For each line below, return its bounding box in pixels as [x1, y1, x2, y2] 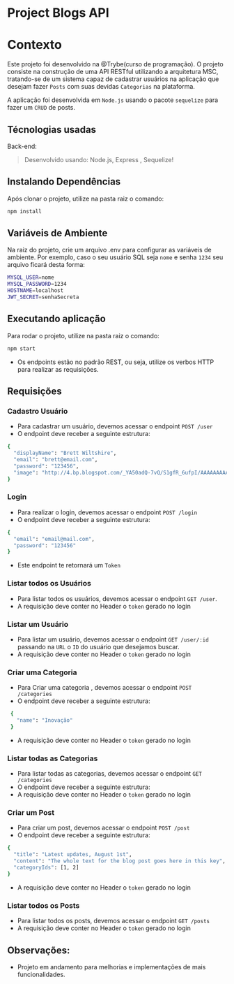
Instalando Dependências [7, 176, 121, 188]
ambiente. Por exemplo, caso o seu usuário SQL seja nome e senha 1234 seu [7, 253, 224, 261]
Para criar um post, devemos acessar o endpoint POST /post [17, 823, 190, 832]
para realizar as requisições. [17, 365, 99, 373]
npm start [7, 345, 36, 352]
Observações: [7, 944, 70, 956]
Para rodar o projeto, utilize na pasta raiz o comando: [7, 331, 160, 340]
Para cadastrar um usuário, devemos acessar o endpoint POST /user [17, 422, 214, 430]
